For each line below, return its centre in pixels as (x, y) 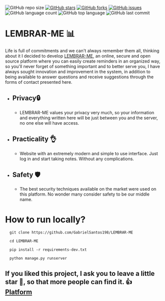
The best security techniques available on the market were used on (88, 189)
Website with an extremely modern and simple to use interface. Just (89, 153)
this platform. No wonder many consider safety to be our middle (84, 194)
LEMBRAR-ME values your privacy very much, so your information (87, 112)
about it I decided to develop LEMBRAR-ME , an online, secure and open (78, 56)
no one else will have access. (49, 123)
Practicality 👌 (34, 139)
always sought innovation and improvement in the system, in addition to (78, 71)
